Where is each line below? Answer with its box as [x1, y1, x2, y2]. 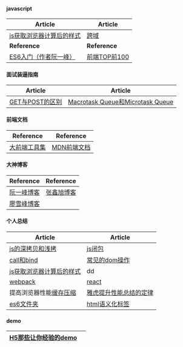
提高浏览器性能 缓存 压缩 [9, 288, 77, 297]
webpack [9, 277, 36, 286]
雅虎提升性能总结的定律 [87, 288, 154, 297]
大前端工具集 [9, 143, 47, 151]
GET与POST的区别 [9, 97, 62, 106]
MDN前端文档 [52, 143, 91, 151]
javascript [6, 5, 32, 12]
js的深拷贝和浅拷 [9, 245, 57, 253]
